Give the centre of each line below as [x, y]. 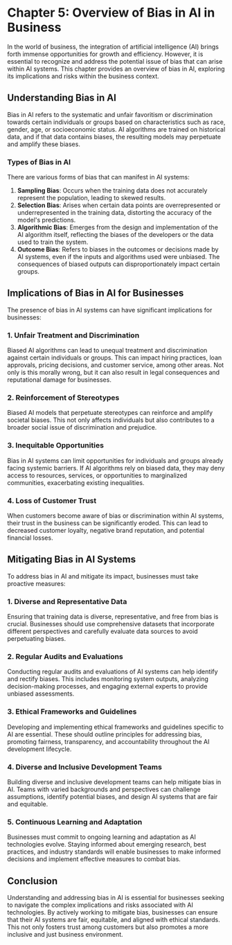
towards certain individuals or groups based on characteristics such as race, [116, 122]
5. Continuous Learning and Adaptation [75, 822]
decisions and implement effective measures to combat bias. [94, 859]
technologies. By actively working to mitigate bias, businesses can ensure [113, 912]
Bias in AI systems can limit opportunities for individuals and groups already [115, 460]
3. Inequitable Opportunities [55, 445]
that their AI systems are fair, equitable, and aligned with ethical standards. [114, 920]
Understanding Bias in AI [62, 98]
